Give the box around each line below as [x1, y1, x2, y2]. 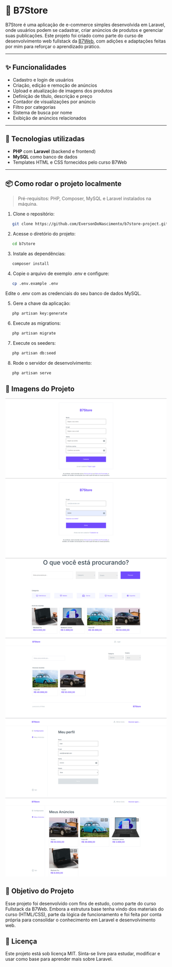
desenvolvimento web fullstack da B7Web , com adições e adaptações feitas [5, 38, 166, 44]
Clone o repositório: [12, 211, 55, 217]
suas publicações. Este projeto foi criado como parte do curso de [5, 32, 143, 38]
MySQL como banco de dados [12, 153, 78, 160]
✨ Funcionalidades [5, 63, 67, 72]
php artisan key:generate [12, 310, 68, 316]
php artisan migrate [12, 330, 56, 336]
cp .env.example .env [12, 281, 58, 286]
